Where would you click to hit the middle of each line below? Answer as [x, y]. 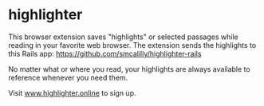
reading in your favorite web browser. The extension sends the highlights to [132, 45]
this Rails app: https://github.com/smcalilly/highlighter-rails [105, 53]
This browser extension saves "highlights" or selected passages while [123, 37]
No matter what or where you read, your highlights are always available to [129, 69]
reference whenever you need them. [68, 77]
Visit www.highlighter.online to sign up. [72, 92]
